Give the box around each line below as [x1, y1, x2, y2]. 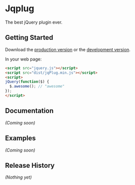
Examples [5, 134, 36, 143]
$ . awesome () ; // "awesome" [9, 84, 65, 89]
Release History [5, 161, 55, 170]
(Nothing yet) [5, 174, 32, 180]
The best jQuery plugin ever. [5, 19, 63, 25]
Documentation [5, 107, 54, 115]
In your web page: [5, 56, 42, 62]
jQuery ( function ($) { [5, 79, 50, 84]
